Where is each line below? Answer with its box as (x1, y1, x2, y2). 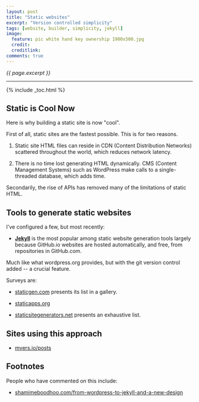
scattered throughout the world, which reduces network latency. (14, 148, 172, 156)
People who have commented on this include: (6, 377, 117, 384)
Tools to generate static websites (6, 207, 131, 217)
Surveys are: (6, 277, 37, 284)
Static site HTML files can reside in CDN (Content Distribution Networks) (14, 142, 192, 149)
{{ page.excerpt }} (6, 69, 51, 76)
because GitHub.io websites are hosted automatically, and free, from (14, 241, 182, 248)
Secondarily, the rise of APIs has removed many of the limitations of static (6, 184, 187, 191)
